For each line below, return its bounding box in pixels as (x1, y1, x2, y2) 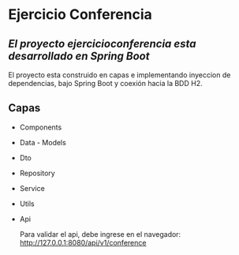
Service (19, 183, 45, 193)
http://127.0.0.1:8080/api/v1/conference (19, 238, 147, 247)
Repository (19, 168, 55, 178)
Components (19, 122, 62, 132)
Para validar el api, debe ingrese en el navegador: (19, 229, 181, 238)
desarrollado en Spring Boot (8, 49, 150, 62)
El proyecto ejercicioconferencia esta (8, 37, 196, 51)
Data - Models (19, 137, 67, 147)
